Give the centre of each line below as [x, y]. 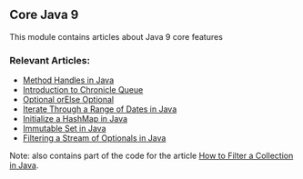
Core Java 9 [44, 15]
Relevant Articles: [50, 60]
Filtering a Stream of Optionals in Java [94, 138]
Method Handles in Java [68, 80]
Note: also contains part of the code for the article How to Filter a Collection [151, 156]
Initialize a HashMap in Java [75, 119]
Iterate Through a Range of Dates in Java [100, 109]
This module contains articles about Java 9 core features [116, 36]
